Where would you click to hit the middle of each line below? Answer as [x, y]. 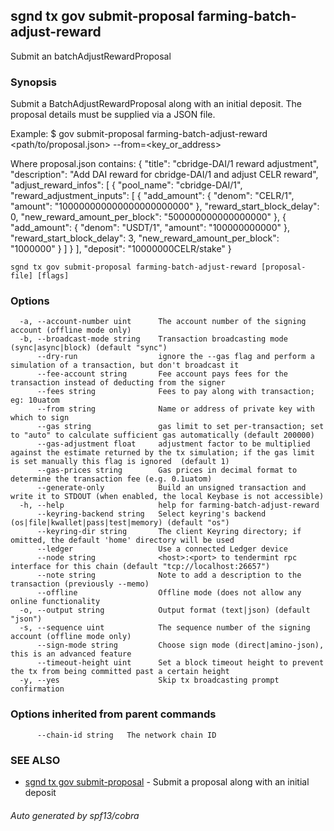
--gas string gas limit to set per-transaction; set [180, 427]
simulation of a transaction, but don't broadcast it [125, 365]
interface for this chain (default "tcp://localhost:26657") [140, 567]
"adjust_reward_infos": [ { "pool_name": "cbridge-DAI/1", [126, 185]
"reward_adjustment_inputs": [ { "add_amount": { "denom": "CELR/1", [152, 196]
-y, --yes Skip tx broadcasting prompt [149, 680]
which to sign [40, 418]
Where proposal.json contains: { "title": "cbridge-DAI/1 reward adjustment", [165, 164]
